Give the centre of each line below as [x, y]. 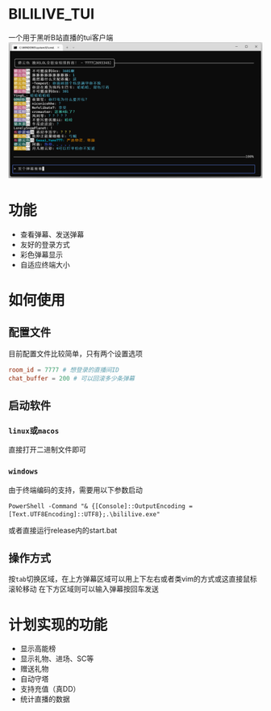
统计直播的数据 [45, 699]
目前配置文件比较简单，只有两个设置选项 [75, 353]
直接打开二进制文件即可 [47, 450]
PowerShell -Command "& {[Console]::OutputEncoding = [101, 506]
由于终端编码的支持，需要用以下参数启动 [75, 490]
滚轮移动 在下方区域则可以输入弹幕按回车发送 [83, 589]
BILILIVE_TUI [52, 14]
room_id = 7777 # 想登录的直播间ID [64, 370]
